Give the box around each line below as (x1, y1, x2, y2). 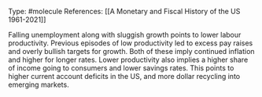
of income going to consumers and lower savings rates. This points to (8, 63, 234, 73)
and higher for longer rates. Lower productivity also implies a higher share (8, 55, 249, 64)
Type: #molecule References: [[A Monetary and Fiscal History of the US (8, 7, 241, 16)
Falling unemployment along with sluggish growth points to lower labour (8, 31, 242, 39)
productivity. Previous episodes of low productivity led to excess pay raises (8, 38, 253, 48)
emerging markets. (8, 80, 69, 89)
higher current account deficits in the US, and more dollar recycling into (8, 72, 241, 81)
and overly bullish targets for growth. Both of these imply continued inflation (8, 47, 255, 56)
